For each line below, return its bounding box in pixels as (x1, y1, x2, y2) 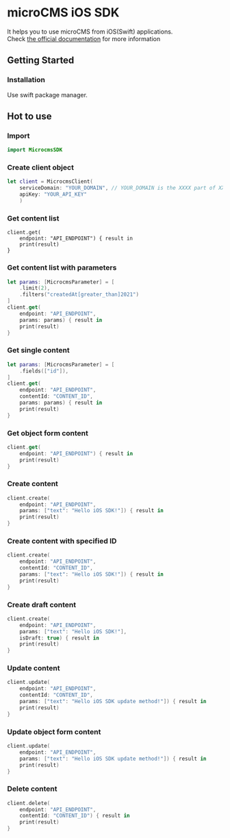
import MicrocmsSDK (7, 147, 63, 153)
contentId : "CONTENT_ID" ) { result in (19, 813, 130, 820)
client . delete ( (7, 800, 51, 807)
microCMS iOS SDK (7, 5, 120, 21)
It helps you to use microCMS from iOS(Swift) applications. (7, 27, 173, 36)
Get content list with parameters (7, 263, 117, 272)
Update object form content (7, 727, 101, 737)
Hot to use (7, 111, 52, 123)
